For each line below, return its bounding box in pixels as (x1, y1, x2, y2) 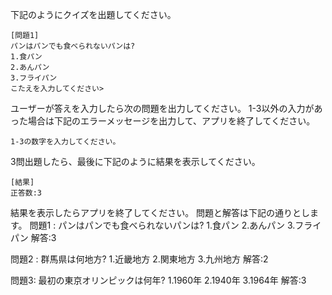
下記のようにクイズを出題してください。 (10, 9, 177, 20)
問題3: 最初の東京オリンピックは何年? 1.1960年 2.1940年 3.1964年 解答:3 (10, 274, 307, 286)
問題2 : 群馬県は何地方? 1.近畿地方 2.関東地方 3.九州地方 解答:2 (10, 253, 269, 265)
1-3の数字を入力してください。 (10, 137, 121, 147)
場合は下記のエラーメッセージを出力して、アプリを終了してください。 (27, 115, 316, 127)
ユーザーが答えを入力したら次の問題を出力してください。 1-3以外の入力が (10, 103, 315, 114)
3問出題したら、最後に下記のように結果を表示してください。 (10, 156, 261, 167)
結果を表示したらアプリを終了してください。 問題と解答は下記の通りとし (10, 207, 311, 218)
